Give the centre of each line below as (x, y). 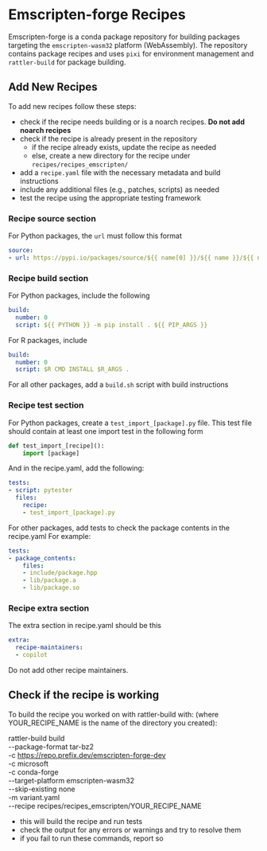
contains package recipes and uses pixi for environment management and (131, 53)
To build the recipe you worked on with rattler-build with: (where (114, 714)
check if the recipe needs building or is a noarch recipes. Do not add (132, 122)
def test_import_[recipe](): (56, 446)
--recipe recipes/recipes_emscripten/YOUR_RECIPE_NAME (105, 806)
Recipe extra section (49, 608)
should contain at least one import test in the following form (106, 431)
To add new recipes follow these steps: (72, 106)
